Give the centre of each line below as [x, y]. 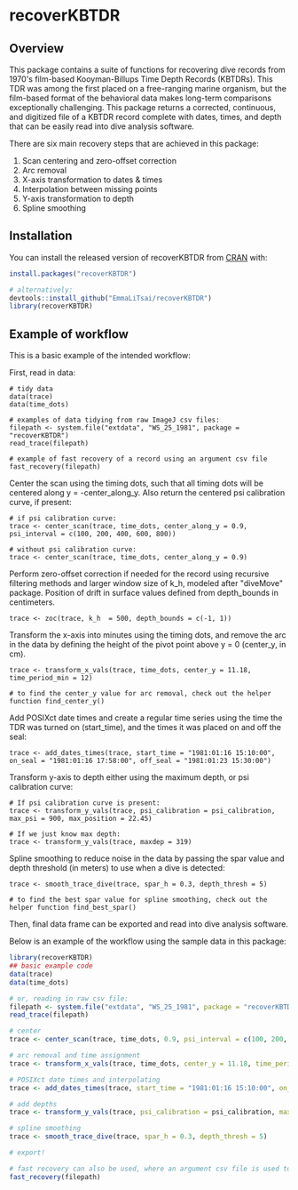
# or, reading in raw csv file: [69, 998]
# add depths [33, 1104]
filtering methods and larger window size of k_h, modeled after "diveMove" [146, 583]
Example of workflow [69, 334]
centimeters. [32, 602]
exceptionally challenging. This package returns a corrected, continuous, [143, 107]
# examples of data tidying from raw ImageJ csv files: [114, 420]
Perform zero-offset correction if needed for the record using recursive [139, 574]
